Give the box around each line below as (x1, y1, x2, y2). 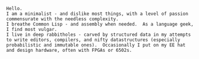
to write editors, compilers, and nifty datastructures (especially (6, 37, 180, 43)
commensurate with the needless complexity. (6, 16, 119, 22)
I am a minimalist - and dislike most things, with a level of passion (6, 11, 188, 17)
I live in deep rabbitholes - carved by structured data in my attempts (6, 32, 191, 38)
